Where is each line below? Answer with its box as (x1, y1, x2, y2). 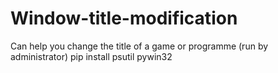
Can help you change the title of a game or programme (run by (10, 40, 269, 52)
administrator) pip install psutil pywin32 (10, 50, 173, 62)
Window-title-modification (10, 7, 238, 30)
